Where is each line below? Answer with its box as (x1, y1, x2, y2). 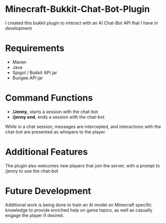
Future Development (5, 185, 91, 197)
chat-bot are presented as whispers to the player (5, 129, 105, 135)
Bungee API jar (12, 74, 43, 80)
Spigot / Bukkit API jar (12, 70, 57, 75)
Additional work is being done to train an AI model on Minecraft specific (5, 202, 152, 208)
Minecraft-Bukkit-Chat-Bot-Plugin (5, 3, 150, 15)
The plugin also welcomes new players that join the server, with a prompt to (5, 162, 160, 168)
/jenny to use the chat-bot (5, 168, 59, 174)
